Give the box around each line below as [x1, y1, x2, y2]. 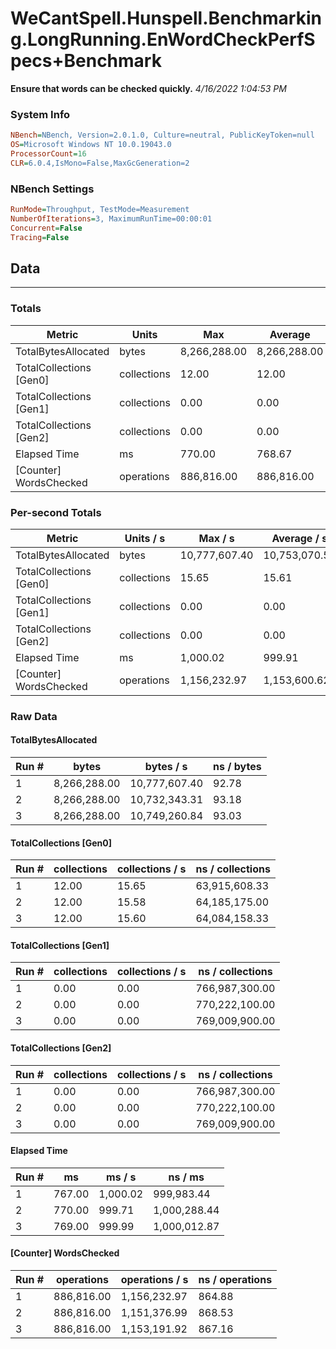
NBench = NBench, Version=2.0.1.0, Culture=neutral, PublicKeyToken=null [10, 130, 315, 141]
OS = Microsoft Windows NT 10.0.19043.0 [10, 140, 172, 150]
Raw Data [10, 709, 58, 723]
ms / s [106, 1170, 137, 1184]
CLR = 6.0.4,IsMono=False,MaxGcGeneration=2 [10, 158, 190, 168]
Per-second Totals [10, 505, 102, 519]
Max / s [198, 531, 235, 545]
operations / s [120, 1273, 189, 1287]
